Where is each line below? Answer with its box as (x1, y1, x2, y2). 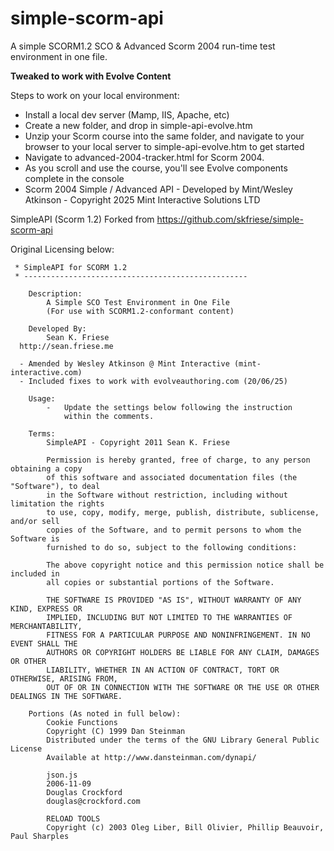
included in (10, 568, 60, 579)
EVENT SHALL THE (10, 638, 78, 649)
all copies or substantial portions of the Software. (46, 577, 275, 587)
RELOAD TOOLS (46, 813, 101, 824)
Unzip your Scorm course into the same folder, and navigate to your (24, 130, 305, 142)
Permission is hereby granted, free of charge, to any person (46, 455, 311, 465)
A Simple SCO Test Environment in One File (46, 297, 230, 307)
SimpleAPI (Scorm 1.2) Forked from (10, 213, 155, 225)
